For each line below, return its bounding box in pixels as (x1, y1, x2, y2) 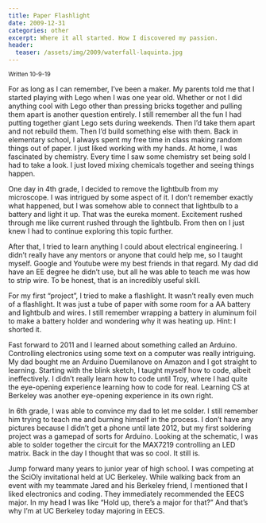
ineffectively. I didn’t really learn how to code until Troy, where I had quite (8, 374, 248, 383)
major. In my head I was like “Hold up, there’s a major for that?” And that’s (8, 498, 249, 507)
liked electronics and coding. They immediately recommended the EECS (8, 490, 245, 498)
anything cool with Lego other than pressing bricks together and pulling (8, 101, 242, 110)
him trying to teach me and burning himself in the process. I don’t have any (8, 415, 254, 424)
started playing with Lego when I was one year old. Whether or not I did (8, 93, 242, 102)
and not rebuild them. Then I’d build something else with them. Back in (8, 126, 238, 136)
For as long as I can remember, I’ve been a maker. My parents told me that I (8, 84, 255, 94)
